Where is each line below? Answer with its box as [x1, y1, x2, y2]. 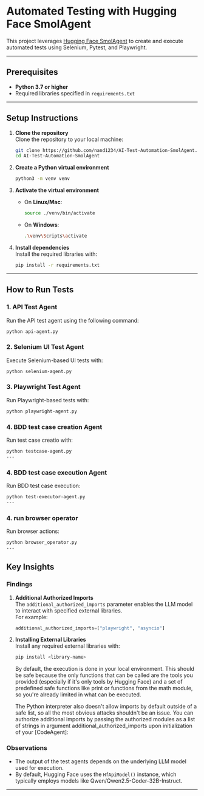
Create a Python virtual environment [15, 164, 109, 171]
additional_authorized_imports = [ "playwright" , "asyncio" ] [15, 625, 165, 631]
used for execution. [15, 764, 64, 771]
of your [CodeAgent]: [15, 729, 69, 736]
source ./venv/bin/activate [24, 210, 95, 216]
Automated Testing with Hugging [6, 4, 177, 18]
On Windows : [24, 221, 59, 228]
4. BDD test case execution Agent [6, 468, 107, 476]
